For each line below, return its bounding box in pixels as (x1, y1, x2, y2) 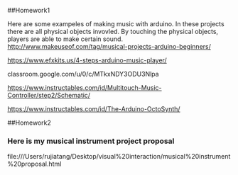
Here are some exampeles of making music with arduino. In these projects (7, 20, 225, 28)
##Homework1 (7, 6, 50, 14)
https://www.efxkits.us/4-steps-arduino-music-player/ (7, 56, 167, 64)
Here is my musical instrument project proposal (7, 136, 175, 146)
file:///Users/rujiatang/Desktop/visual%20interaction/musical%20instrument (7, 152, 231, 161)
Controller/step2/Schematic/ (7, 91, 91, 99)
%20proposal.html (7, 159, 62, 169)
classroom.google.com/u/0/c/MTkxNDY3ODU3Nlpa (7, 70, 159, 78)
